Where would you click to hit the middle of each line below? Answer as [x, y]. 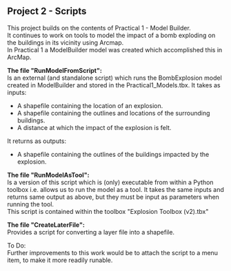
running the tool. [30, 204]
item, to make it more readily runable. [60, 260]
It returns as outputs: [37, 141]
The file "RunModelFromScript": [54, 70]
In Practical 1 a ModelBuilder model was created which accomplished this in [115, 50]
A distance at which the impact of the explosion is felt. [94, 127]
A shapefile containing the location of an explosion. [90, 105]
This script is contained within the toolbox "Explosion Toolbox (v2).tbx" [108, 211]
